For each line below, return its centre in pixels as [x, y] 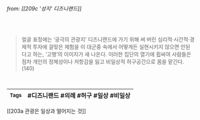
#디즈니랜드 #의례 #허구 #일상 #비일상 [79, 96]
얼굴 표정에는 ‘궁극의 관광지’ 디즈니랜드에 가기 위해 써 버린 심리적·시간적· [105, 40]
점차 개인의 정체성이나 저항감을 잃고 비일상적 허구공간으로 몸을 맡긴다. [103, 62]
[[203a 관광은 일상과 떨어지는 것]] [46, 111]
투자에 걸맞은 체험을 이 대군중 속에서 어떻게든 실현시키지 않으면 [106, 47]
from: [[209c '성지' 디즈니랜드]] [44, 8]
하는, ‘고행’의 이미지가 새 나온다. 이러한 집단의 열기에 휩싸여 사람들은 [112, 54]
